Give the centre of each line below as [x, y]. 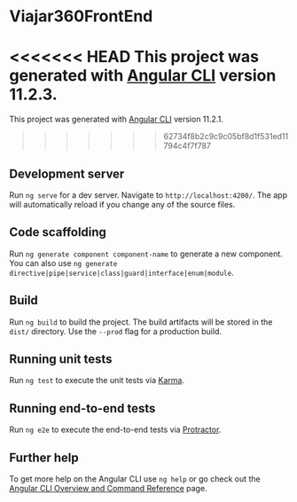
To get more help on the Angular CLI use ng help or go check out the [135, 479]
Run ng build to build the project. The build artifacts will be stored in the [141, 322]
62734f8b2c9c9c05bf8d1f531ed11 [226, 137]
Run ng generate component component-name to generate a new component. [146, 254]
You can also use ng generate [63, 263]
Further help [44, 457]
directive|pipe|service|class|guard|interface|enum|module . [121, 272]
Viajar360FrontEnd [81, 16]
